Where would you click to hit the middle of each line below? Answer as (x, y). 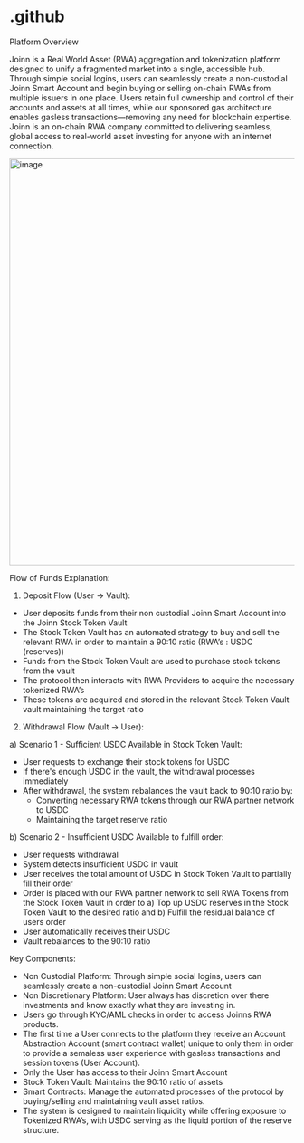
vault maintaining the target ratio (83, 709)
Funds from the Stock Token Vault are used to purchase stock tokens (151, 661)
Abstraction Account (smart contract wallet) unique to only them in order (158, 1043)
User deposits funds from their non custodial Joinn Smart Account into (154, 613)
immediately (45, 781)
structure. (41, 1129)
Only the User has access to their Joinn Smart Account (125, 1072)
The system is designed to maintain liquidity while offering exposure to (154, 1110)
